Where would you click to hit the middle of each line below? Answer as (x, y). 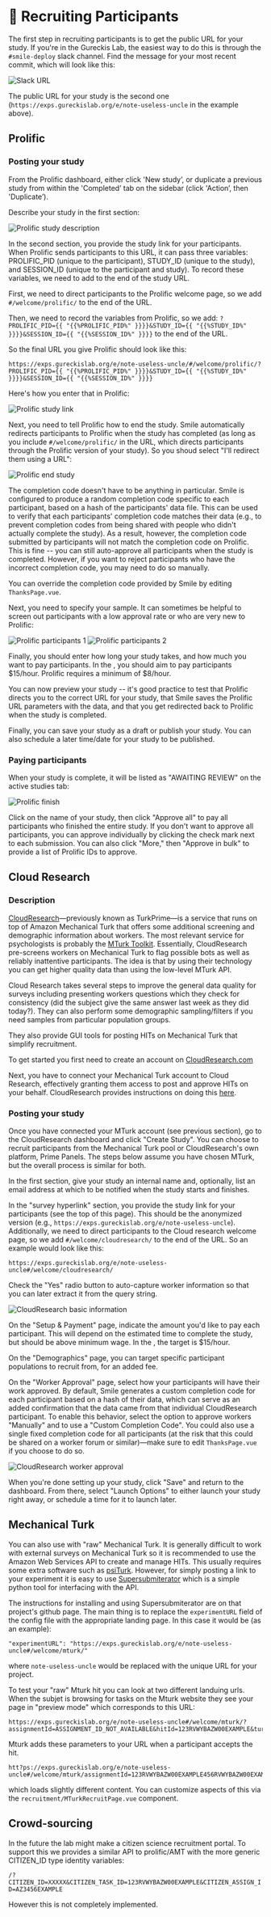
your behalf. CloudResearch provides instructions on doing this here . (122, 1092)
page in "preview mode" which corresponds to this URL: (102, 1707)
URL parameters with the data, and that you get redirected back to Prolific (131, 706)
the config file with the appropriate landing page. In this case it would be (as (135, 1620)
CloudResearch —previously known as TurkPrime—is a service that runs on (133, 918)
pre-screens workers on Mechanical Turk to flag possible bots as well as (129, 952)
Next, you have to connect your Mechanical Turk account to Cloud (119, 1075)
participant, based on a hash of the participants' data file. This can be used (133, 507)
